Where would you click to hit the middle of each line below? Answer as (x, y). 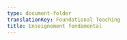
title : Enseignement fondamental (55, 26)
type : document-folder (39, 13)
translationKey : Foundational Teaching (64, 20)
